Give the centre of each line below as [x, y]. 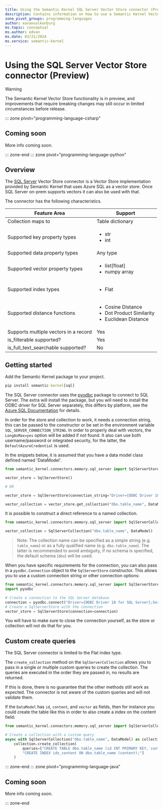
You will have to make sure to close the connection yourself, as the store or [80, 620]
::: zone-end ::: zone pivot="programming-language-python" [66, 155]
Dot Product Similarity [130, 313]
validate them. [19, 697]
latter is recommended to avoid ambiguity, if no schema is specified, [85, 551]
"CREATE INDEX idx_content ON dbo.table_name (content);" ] [83, 753]
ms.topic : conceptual [27, 28]
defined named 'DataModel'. [33, 460]
